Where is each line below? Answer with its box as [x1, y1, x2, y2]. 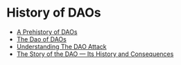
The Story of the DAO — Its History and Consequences [16, 50, 174, 58]
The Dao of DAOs [16, 35, 67, 43]
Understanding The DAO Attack [16, 42, 107, 50]
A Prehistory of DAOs [16, 28, 78, 36]
